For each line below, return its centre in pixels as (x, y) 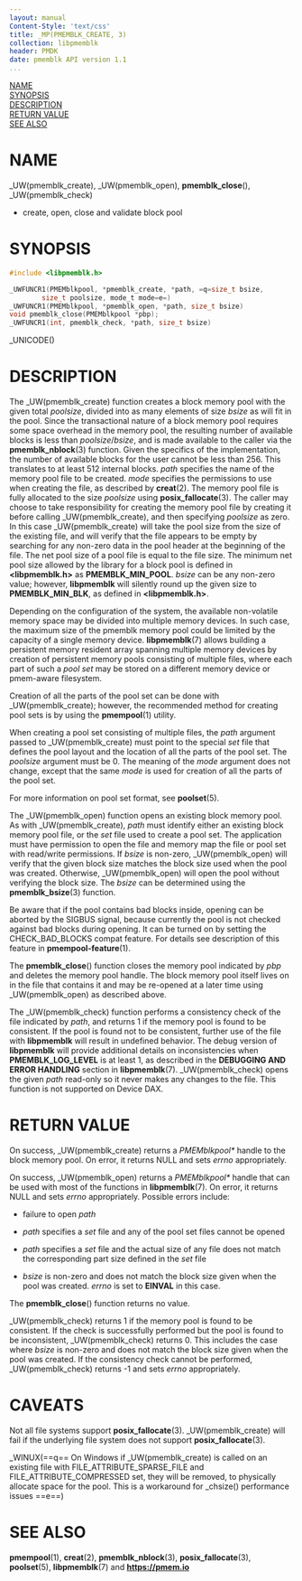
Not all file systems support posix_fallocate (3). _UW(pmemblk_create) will (147, 1430)
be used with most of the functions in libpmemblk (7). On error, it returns (144, 1187)
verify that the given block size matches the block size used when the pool (148, 864)
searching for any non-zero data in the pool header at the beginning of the (147, 546)
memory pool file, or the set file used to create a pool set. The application (146, 835)
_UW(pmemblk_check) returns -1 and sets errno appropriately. (125, 1369)
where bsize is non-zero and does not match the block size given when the (149, 1350)
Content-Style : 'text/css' (60, 26)
